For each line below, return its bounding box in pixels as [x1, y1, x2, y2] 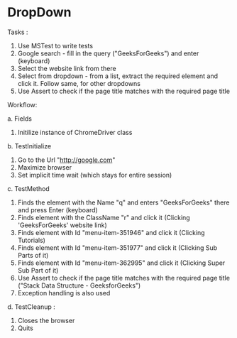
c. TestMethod [7, 184, 50, 192]
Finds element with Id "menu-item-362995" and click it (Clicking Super [17, 258, 226, 267]
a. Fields [7, 114, 33, 123]
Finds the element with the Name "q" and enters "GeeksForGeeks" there [17, 198, 230, 207]
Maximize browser [17, 163, 72, 171]
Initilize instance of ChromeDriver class [17, 128, 133, 136]
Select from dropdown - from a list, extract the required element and [17, 72, 219, 80]
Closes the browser [17, 316, 75, 325]
